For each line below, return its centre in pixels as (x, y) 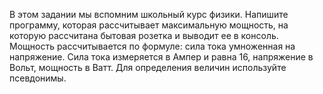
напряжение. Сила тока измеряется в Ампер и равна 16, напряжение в (161, 57)
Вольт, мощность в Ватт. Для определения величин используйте (148, 67)
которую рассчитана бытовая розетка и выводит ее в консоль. (144, 35)
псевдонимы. (38, 78)
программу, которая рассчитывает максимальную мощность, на (149, 25)
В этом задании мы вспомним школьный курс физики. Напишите (149, 14)
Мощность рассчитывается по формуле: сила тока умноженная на (152, 46)
